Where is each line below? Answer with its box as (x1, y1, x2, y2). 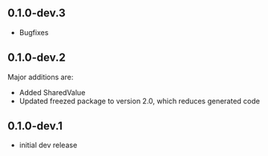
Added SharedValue (18, 87, 86, 97)
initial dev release (18, 140, 78, 150)
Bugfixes (18, 27, 49, 37)
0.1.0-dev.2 (7, 51, 66, 65)
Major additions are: (7, 72, 74, 82)
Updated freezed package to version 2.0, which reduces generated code (18, 96, 260, 106)
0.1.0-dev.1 (7, 119, 63, 133)
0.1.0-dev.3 (7, 6, 66, 20)
